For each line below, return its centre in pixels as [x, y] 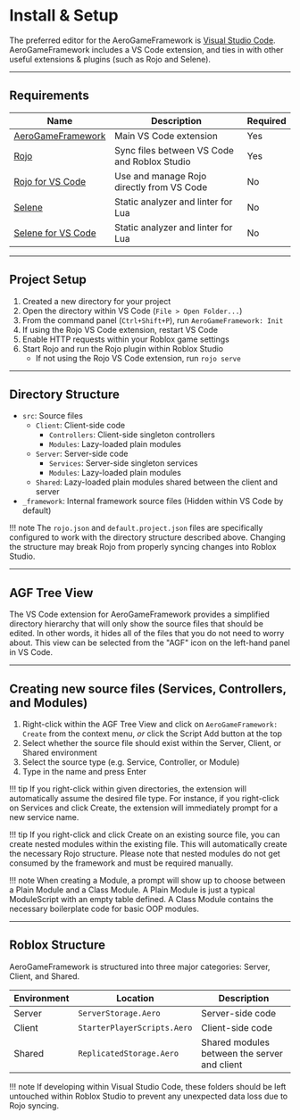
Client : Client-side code [80, 426]
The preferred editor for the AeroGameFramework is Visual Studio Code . [142, 40]
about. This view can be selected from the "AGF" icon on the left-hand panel [150, 643]
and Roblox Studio [153, 162]
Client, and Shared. [45, 976]
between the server [242, 1053]
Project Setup [48, 280]
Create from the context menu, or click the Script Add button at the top [152, 734]
